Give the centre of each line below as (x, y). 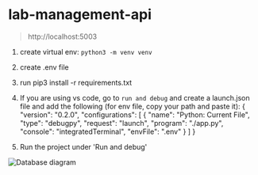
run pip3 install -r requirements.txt (76, 82)
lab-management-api (80, 15)
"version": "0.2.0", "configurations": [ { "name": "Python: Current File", (135, 114)
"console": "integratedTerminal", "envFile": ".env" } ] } (108, 131)
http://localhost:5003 (62, 36)
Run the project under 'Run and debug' (83, 146)
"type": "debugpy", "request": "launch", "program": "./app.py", (121, 123)
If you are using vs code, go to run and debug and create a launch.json (135, 97)
